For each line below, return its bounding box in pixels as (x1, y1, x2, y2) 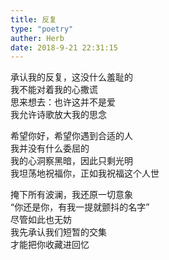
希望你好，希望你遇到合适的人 (10, 130, 133, 142)
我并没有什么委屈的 (10, 142, 90, 155)
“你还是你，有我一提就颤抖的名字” (10, 201, 150, 213)
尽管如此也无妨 (10, 214, 72, 226)
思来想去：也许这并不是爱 (10, 96, 116, 108)
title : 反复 (10, 14, 57, 25)
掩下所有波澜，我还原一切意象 (10, 189, 133, 201)
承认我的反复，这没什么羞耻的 (10, 71, 133, 83)
